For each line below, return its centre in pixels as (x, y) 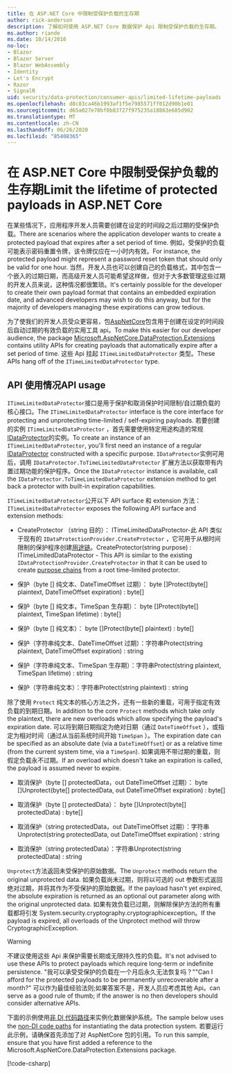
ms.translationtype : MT (42, 117)
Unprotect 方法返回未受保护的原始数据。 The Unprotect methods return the (112, 871)
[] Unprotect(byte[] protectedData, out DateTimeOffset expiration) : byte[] (121, 790)
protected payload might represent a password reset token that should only (115, 259)
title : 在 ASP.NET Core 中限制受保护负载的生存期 (73, 14)
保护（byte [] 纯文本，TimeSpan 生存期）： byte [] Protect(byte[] (108, 606)
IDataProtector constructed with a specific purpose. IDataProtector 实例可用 (116, 454)
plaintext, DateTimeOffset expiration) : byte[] (81, 592)
